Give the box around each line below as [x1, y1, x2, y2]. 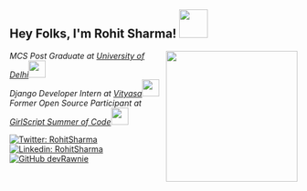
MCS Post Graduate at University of [9, 50, 145, 61]
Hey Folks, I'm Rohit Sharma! [9, 26, 177, 42]
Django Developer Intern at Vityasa [9, 87, 143, 98]
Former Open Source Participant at [9, 97, 142, 108]
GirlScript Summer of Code [9, 116, 111, 127]
